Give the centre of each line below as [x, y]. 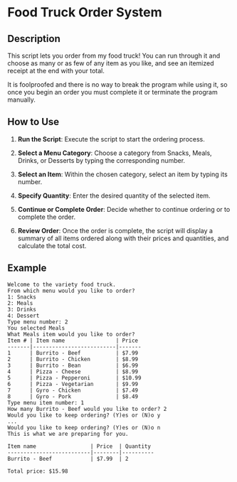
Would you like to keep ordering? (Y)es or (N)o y [84, 415]
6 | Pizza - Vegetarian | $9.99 [73, 384]
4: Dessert [23, 316]
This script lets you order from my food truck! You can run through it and [114, 55]
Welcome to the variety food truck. [62, 284]
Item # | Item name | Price [73, 341]
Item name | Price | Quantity [79, 446]
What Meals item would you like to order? [71, 334]
